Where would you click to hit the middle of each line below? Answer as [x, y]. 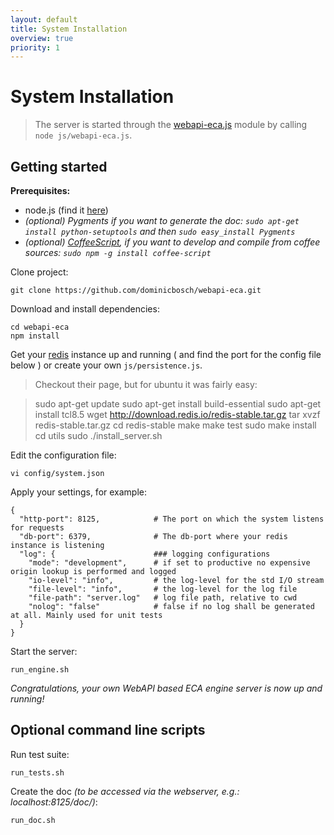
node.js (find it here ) [66, 210]
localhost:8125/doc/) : [54, 802]
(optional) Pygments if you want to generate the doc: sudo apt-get [162, 220]
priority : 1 [35, 47]
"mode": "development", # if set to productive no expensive [169, 563]
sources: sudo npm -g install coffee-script [118, 252]
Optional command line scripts [108, 730]
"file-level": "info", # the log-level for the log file [163, 589]
